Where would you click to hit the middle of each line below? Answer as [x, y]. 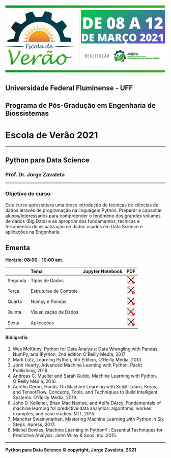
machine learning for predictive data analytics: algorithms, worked [82, 408]
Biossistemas [27, 113]
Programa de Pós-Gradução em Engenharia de [81, 105]
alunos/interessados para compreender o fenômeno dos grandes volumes [83, 216]
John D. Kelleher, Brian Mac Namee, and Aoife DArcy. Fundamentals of [87, 403]
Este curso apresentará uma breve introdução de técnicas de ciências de [82, 205]
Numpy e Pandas [48, 301]
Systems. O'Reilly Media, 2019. [45, 397]
